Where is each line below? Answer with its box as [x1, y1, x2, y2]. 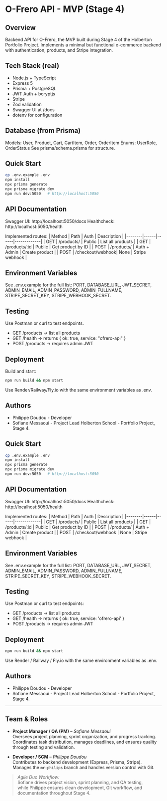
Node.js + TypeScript [12, 75, 56, 81]
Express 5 [12, 80, 33, 86]
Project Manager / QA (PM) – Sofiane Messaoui [12, 728, 111, 734]
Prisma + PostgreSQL [12, 85, 57, 91]
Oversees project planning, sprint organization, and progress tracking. [12, 733, 157, 739]
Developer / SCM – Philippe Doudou [12, 754, 87, 760]
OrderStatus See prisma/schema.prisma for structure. [5, 145, 115, 151]
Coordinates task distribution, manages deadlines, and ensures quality [12, 739, 157, 745]
